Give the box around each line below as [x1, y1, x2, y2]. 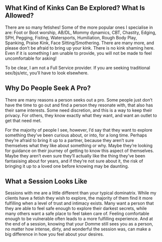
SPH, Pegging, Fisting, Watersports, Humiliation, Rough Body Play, [5, 35, 137, 40]
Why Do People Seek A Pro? [5, 84, 91, 92]
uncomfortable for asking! [5, 55, 57, 61]
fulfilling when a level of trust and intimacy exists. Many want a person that [5, 200, 154, 206]
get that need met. [5, 118, 42, 123]
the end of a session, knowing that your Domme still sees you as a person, [5, 221, 153, 227]
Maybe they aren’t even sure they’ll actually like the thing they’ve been [5, 153, 146, 158]
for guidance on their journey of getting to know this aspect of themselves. [5, 148, 154, 154]
